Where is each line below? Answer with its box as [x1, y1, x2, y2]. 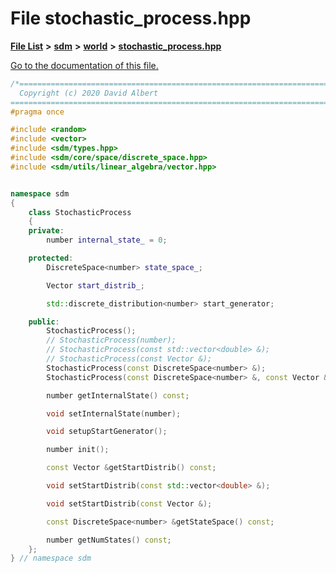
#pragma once [10, 107, 65, 117]
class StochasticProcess [28, 207, 132, 217]
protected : [28, 253, 74, 264]
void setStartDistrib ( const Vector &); [46, 498, 213, 509]
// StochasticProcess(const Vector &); [46, 354, 213, 364]
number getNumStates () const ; [46, 535, 172, 545]
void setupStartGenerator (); [46, 427, 168, 437]
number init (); [46, 445, 110, 455]
